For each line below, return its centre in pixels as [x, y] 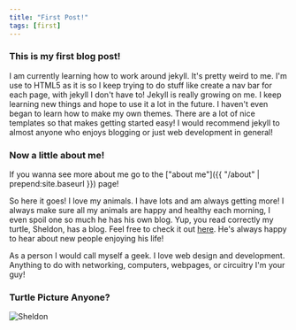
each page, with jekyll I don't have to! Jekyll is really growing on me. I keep [145, 95]
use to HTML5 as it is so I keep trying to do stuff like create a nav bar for [140, 85]
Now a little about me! [57, 155]
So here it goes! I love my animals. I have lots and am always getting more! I [147, 201]
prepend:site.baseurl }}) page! [64, 184]
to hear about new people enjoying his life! [87, 239]
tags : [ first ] [35, 26]
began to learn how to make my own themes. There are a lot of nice [133, 113]
